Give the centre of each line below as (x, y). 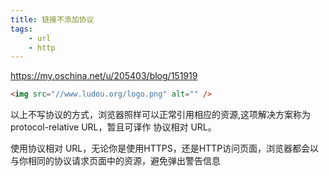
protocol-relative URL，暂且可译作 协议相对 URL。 (113, 127)
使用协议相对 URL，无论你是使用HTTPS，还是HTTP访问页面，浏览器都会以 (165, 148)
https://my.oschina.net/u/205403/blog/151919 (104, 76)
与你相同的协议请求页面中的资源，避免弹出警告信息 (115, 161)
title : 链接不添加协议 (52, 19)
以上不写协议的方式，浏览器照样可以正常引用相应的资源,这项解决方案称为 (161, 115)
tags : (21, 29)
